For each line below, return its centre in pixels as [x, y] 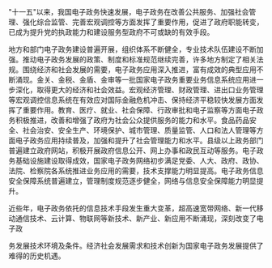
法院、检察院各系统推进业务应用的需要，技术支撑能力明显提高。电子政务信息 [136, 171]
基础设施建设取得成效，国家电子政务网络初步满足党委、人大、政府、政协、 [139, 161]
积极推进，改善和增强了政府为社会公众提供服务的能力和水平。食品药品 [132, 120]
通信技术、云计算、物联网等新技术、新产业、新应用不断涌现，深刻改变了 [136, 218]
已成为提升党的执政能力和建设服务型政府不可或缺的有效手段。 [111, 32]
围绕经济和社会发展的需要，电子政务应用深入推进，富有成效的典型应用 [139, 70]
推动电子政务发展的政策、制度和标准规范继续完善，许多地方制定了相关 [139, 60]
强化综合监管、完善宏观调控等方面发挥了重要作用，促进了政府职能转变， [143, 22]
